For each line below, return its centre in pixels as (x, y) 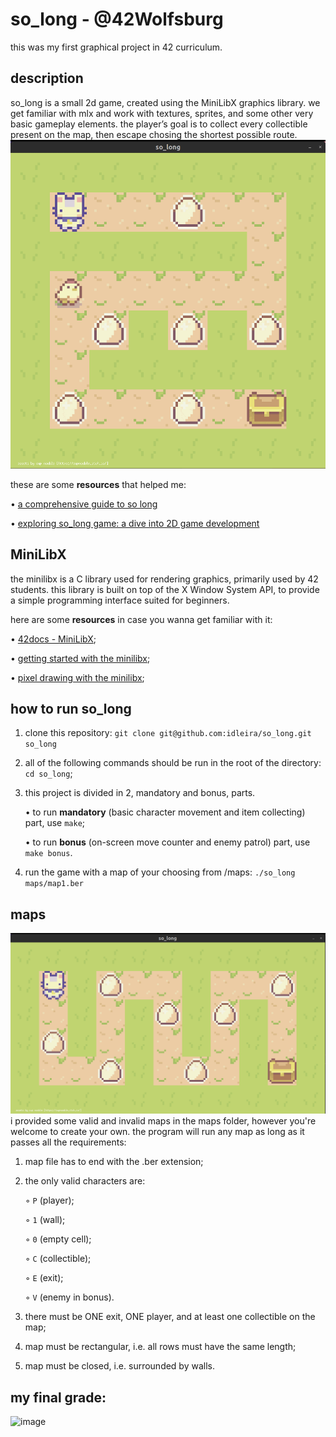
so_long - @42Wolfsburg (117, 19)
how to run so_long (71, 709)
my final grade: (58, 1397)
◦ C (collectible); (58, 1259)
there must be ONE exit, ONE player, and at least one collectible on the (170, 1317)
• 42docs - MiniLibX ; (53, 639)
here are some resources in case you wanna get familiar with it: (141, 619)
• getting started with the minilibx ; (80, 658)
